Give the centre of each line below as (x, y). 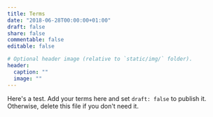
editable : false (31, 46)
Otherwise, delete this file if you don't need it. (73, 106)
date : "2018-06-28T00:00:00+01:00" (59, 20)
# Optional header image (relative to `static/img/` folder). (100, 59)
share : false (26, 33)
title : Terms (26, 14)
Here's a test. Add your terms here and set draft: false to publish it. (107, 98)
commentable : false (36, 40)
